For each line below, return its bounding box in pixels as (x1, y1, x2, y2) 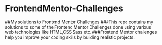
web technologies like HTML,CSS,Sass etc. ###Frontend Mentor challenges (5, 29, 157, 35)
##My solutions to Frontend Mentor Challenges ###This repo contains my (5, 19, 153, 25)
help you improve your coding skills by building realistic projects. (5, 34, 135, 40)
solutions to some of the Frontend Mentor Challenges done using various (5, 24, 152, 30)
